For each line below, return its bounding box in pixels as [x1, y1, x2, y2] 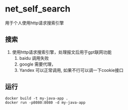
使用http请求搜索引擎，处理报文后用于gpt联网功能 [12, 49, 112, 55]
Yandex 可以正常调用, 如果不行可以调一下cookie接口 [19, 67, 124, 73]
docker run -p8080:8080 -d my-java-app [5, 100, 86, 105]
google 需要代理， [19, 61, 56, 67]
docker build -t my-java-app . [5, 96, 68, 101]
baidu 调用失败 [19, 55, 49, 61]
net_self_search [5, 3, 71, 14]
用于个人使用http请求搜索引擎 [5, 20, 64, 26]
